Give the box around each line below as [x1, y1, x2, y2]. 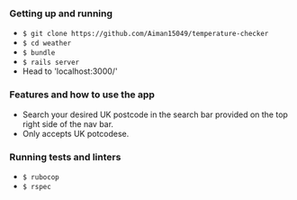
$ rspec [22, 182, 51, 191]
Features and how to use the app [9, 88, 156, 101]
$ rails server [22, 58, 80, 68]
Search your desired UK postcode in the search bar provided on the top [22, 109, 288, 120]
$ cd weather [22, 39, 72, 48]
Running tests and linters [9, 150, 121, 163]
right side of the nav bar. [22, 118, 114, 129]
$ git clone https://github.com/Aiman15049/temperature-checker [22, 30, 269, 39]
